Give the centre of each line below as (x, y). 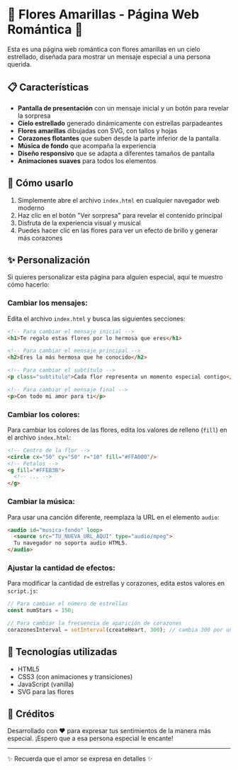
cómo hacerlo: (28, 285)
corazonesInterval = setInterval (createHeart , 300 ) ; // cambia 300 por (115, 630)
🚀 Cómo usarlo (40, 183)
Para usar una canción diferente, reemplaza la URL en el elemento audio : (113, 517)
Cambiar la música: (41, 501)
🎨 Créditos (31, 714)
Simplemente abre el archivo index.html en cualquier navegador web (118, 200)
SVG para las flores (46, 691)
